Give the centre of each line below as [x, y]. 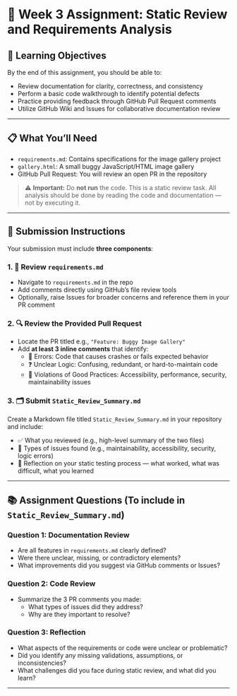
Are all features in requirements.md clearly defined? [92, 550]
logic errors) [36, 456]
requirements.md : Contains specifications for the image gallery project [119, 159]
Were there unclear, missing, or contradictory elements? [99, 558]
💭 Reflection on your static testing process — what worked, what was [119, 463]
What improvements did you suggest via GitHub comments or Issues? [119, 565]
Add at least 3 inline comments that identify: [83, 349]
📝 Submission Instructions [66, 231]
